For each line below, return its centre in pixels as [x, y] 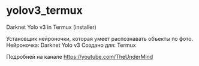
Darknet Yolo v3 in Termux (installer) [52, 27]
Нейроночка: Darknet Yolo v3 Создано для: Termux [71, 45]
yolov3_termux [44, 10]
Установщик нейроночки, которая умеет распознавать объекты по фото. [100, 38]
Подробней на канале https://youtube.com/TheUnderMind [80, 56]
